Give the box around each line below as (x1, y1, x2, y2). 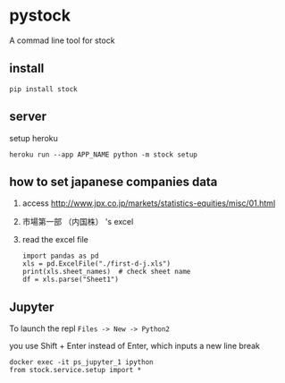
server (9, 109, 47, 124)
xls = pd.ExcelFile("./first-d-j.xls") (21, 260, 172, 268)
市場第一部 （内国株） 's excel (21, 217, 134, 227)
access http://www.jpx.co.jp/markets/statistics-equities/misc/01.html (21, 198, 276, 209)
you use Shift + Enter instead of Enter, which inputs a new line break (9, 341, 261, 352)
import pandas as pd (21, 251, 99, 260)
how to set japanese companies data (9, 174, 218, 189)
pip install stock (9, 84, 78, 94)
